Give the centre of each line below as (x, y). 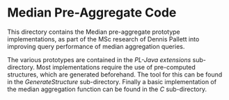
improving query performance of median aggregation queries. (96, 46)
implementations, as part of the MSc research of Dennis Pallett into (103, 39)
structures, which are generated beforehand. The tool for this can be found (115, 74)
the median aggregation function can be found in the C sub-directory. (107, 89)
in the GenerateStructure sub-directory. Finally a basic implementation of (112, 81)
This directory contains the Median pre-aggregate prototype (94, 32)
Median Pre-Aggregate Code (92, 13)
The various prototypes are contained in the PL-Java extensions (99, 59)
